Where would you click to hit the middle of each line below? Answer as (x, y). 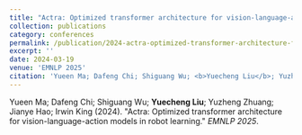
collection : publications (58, 26)
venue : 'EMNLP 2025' (48, 68)
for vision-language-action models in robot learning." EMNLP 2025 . (134, 121)
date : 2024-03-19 (42, 59)
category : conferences (52, 34)
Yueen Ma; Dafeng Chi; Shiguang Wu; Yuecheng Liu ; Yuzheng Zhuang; (142, 102)
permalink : (30, 43)
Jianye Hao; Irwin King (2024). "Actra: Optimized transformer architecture (146, 111)
